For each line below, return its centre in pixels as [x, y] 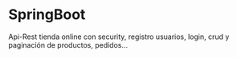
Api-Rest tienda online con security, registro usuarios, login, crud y [119, 37]
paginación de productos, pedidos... [68, 44]
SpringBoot [47, 15]
